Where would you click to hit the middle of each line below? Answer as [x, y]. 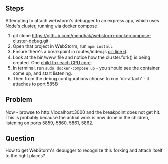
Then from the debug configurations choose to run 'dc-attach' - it [81, 78]
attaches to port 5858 [35, 84]
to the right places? [25, 156]
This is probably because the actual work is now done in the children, [77, 117]
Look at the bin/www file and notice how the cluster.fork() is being [81, 57]
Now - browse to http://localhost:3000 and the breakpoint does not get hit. [83, 112]
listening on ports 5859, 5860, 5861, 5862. [49, 123]
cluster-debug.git [31, 41]
